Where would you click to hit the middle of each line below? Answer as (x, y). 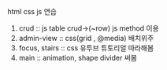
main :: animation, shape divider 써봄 (78, 58)
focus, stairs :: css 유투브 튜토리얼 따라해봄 (86, 48)
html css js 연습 (32, 11)
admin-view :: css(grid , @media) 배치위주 (86, 38)
